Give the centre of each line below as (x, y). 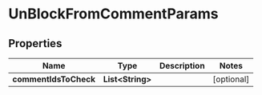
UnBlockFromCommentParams (113, 14)
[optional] (231, 79)
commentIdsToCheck (54, 79)
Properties (35, 44)
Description (182, 66)
